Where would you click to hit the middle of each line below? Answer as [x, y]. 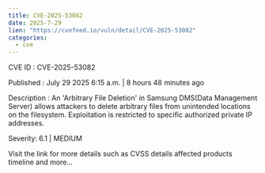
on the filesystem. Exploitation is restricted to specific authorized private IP [131, 115]
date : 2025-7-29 [35, 23]
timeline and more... [41, 162]
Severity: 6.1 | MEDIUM [45, 138]
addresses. [26, 123]
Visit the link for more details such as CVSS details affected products [120, 154]
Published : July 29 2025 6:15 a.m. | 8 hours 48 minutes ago [106, 83]
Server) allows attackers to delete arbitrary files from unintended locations [129, 107]
